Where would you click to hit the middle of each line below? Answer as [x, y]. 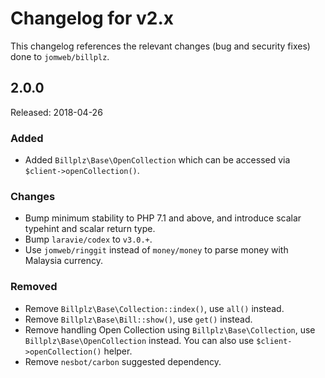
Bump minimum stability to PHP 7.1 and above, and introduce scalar [163, 218]
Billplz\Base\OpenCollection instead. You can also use [139, 340]
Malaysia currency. [64, 261]
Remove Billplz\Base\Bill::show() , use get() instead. [138, 319]
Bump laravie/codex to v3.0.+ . [88, 239]
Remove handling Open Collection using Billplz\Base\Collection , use [170, 329]
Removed [34, 287]
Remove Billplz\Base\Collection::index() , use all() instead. [154, 308]
